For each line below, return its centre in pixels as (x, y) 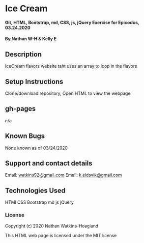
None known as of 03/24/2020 (36, 148)
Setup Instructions (34, 81)
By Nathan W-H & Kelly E (31, 39)
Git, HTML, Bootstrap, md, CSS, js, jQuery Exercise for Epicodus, (72, 22)
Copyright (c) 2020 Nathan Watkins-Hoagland (52, 226)
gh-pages (20, 109)
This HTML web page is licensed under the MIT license (61, 235)
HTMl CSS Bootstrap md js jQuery (39, 202)
